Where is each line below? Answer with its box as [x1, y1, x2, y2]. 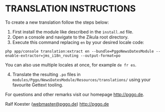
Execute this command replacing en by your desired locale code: [12, 39, 145, 45]
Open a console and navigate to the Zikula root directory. [12, 34, 129, 40]
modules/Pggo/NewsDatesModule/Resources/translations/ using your [12, 76, 151, 82]
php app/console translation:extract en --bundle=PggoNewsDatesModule [5, 49, 154, 54]
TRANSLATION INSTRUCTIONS [5, 3, 136, 14]
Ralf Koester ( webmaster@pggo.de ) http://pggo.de [5, 101, 109, 107]
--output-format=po [80, 53, 121, 58]
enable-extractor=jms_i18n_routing [5, 53, 79, 58]
